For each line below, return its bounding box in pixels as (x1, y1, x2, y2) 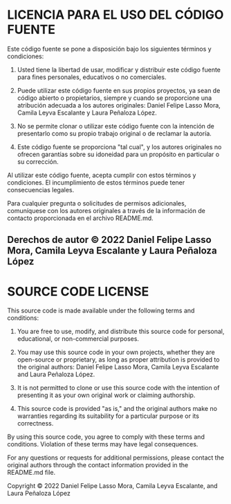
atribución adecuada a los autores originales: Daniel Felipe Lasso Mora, (17, 101, 221, 109)
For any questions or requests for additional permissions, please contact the (7, 453, 225, 462)
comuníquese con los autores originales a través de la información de (7, 206, 205, 215)
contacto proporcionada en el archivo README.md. (7, 214, 154, 222)
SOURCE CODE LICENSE (7, 283, 149, 299)
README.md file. (7, 469, 56, 477)
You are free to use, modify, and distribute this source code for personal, (17, 327, 225, 336)
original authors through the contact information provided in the (7, 461, 189, 469)
